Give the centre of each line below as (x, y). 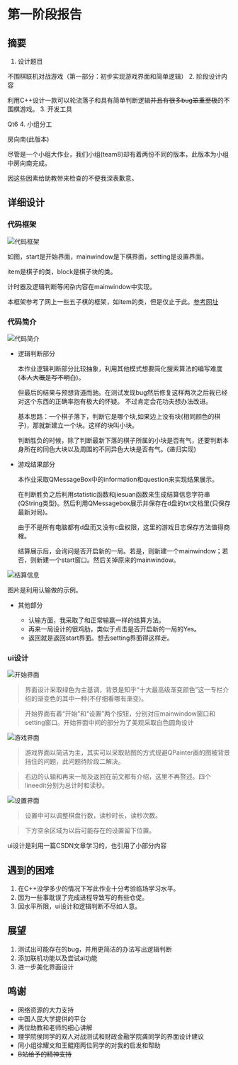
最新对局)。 (34, 512)
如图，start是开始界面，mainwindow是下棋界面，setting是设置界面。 (108, 257)
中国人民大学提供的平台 (52, 1018)
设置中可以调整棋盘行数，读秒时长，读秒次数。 (93, 816)
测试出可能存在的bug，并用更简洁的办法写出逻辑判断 (95, 949)
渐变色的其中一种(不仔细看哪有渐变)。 (92, 699)
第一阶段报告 (45, 15)
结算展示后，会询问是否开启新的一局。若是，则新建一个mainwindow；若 (123, 551)
